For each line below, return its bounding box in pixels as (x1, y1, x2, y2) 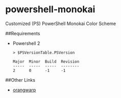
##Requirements (5, 30, 40, 36)
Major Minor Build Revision (12, 59, 80, 64)
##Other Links (5, 77, 36, 83)
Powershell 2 (12, 40, 40, 46)
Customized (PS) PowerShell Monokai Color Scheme (5, 20, 116, 27)
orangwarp (12, 87, 36, 93)
